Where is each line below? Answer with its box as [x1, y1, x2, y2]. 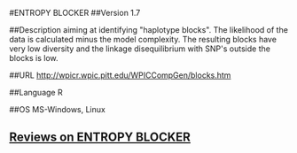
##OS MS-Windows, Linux [9, 104, 106, 114]
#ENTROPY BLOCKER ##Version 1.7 [9, 8, 141, 18]
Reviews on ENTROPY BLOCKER [9, 130, 191, 145]
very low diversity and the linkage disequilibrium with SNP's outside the [9, 43, 270, 54]
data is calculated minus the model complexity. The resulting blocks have [9, 34, 277, 44]
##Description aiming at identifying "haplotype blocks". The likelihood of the [9, 25, 288, 34]
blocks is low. [9, 53, 59, 63]
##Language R [9, 88, 64, 97]
